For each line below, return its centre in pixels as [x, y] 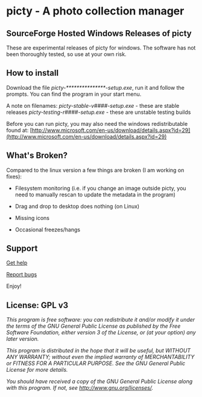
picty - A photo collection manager [95, 11]
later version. [23, 339]
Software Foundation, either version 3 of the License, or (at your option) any [101, 333]
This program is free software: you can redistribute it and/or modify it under [101, 320]
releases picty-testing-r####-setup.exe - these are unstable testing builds [99, 112]
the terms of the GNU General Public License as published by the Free [93, 326]
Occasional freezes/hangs [47, 230]
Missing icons [32, 217]
